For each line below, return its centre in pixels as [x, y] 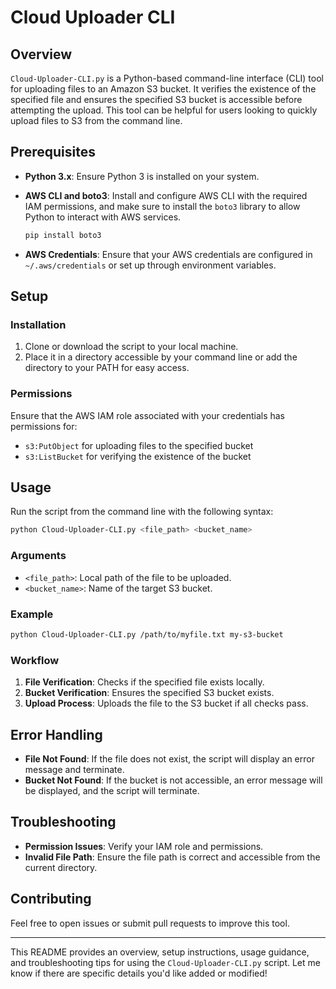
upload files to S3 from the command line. [96, 120]
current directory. [61, 867]
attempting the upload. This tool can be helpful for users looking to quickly [164, 110]
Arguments [38, 556]
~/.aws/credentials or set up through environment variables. [150, 265]
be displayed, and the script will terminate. [112, 790]
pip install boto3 [63, 235]
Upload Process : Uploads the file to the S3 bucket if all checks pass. [166, 703]
